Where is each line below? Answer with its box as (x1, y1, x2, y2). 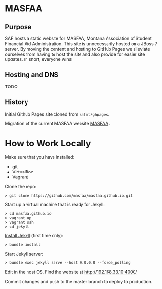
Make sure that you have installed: (5, 154, 75, 160)
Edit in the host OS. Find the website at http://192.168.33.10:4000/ (5, 269, 137, 275)
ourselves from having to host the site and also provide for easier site (5, 51, 145, 57)
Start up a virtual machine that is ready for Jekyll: (5, 202, 105, 207)
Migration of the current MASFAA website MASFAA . (5, 120, 111, 126)
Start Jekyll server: (5, 251, 44, 257)
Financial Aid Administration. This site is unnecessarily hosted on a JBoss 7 (5, 41, 158, 47)
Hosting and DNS (5, 71, 59, 79)
